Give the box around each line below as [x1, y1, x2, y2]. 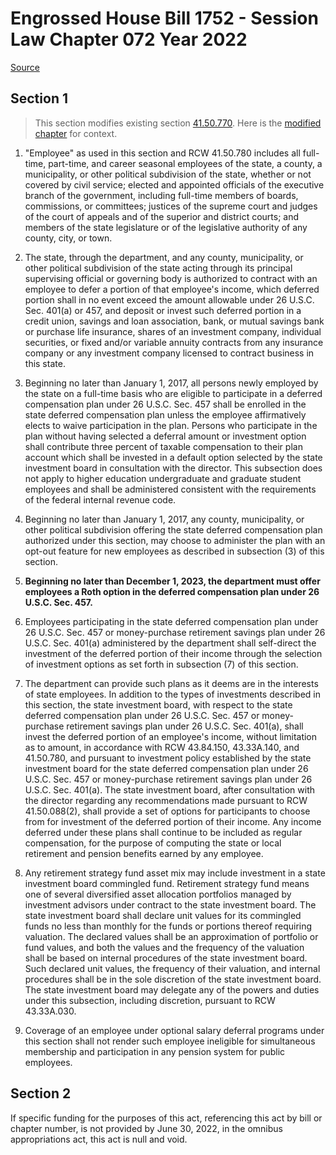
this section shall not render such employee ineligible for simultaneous [24, 1035, 316, 1047]
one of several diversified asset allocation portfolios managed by [24, 888, 292, 900]
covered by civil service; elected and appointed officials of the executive [24, 178, 325, 191]
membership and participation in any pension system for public [24, 1045, 286, 1057]
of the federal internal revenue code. [24, 493, 177, 506]
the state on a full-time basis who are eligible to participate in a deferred [24, 387, 323, 399]
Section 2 [10, 1085, 72, 1102]
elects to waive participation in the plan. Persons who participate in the [24, 419, 318, 431]
